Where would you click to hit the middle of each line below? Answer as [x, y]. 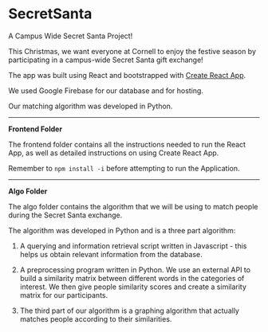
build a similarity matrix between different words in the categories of [132, 278]
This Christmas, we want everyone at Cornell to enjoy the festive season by [132, 51]
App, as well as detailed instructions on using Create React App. [114, 153]
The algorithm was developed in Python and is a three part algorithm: [122, 230]
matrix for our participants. [64, 295]
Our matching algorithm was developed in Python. [91, 106]
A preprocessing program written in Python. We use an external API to [135, 270]
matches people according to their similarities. [96, 318]
